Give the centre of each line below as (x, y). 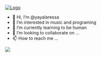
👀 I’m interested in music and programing (54, 22)
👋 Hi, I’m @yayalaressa (36, 17)
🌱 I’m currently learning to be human (50, 28)
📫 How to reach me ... (35, 38)
